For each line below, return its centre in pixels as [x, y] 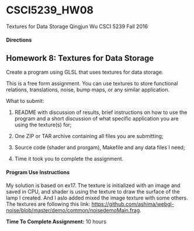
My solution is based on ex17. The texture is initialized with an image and [93, 185]
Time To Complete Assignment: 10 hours [56, 221]
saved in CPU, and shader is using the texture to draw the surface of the [93, 191]
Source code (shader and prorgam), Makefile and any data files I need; [100, 147]
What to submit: [25, 101]
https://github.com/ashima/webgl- [133, 204]
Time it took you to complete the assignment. [69, 159]
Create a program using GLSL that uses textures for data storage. [85, 72]
